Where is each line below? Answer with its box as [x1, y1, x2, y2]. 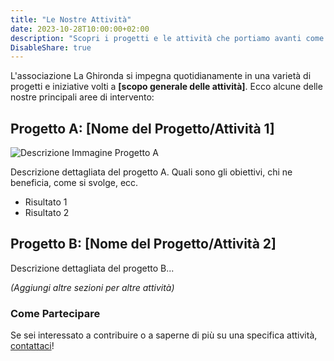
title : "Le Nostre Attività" [10, 14, 132, 25]
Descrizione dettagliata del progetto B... [10, 262, 175, 274]
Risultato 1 [24, 196, 68, 208]
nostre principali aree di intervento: [10, 91, 155, 103]
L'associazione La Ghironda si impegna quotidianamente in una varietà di [10, 70, 312, 82]
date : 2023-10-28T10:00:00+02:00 [10, 24, 150, 34]
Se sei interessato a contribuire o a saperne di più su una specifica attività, [10, 329, 318, 341]
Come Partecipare [10, 306, 101, 320]
